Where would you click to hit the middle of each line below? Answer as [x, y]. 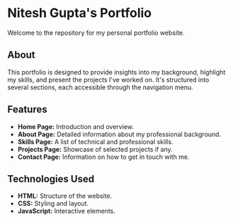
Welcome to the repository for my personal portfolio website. [96, 33]
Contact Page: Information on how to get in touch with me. [103, 157]
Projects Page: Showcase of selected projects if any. [95, 149]
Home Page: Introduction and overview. [76, 126]
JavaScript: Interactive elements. [66, 211]
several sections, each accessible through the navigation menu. [100, 87]
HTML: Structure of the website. [65, 196]
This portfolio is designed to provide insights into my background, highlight [116, 72]
